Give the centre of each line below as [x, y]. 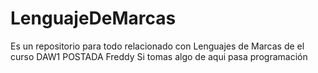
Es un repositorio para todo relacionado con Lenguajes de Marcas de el [157, 46]
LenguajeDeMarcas [93, 18]
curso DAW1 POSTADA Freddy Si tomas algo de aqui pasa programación [159, 56]
